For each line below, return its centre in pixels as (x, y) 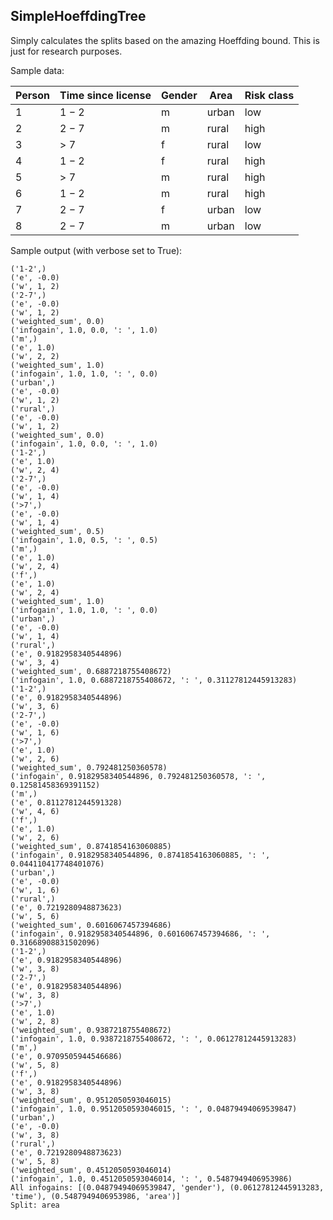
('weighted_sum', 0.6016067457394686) (91, 925)
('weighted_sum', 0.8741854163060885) (91, 846)
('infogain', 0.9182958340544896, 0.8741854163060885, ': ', (140, 855)
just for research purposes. (66, 51)
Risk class (269, 95)
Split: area (35, 1205)
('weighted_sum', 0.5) (57, 531)
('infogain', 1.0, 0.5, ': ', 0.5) (84, 540)
